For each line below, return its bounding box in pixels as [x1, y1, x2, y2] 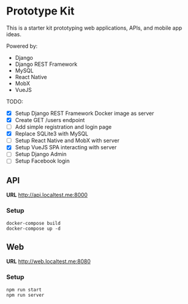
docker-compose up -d [6, 225, 61, 231]
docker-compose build [6, 220, 61, 226]
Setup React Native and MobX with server [15, 137, 120, 144]
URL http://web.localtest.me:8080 [6, 258, 91, 265]
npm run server [6, 292, 45, 298]
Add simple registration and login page [15, 123, 112, 131]
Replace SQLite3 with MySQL [15, 130, 89, 137]
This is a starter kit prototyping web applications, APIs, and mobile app [6, 24, 183, 31]
